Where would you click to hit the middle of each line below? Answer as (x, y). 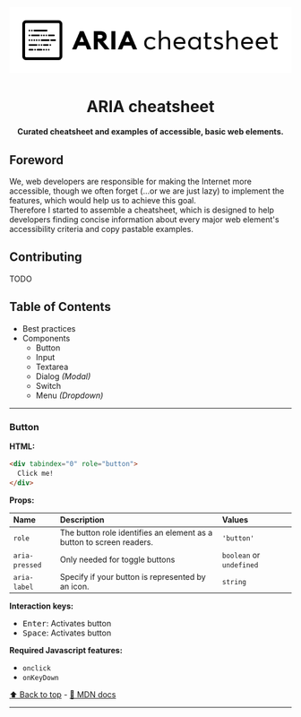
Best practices (49, 328)
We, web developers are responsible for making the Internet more (131, 181)
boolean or (241, 555)
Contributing (46, 257)
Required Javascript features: (66, 651)
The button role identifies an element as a (136, 533)
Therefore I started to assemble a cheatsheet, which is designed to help (142, 210)
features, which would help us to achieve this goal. (103, 200)
